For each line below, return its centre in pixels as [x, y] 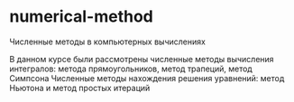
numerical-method [81, 17]
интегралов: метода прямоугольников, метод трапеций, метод [131, 69]
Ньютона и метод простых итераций [80, 88]
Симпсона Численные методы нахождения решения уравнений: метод [147, 78]
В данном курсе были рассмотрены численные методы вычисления [142, 59]
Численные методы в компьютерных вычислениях [107, 42]
